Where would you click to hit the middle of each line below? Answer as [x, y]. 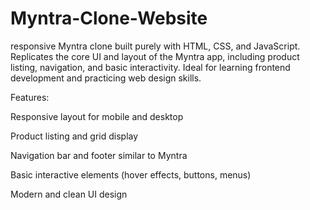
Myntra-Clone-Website [109, 18]
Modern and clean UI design [69, 194]
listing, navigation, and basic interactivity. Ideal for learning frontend [150, 67]
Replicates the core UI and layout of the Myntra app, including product [155, 56]
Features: [30, 97]
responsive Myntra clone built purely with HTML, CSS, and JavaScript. [155, 46]
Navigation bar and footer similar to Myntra [99, 155]
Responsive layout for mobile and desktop [97, 116]
